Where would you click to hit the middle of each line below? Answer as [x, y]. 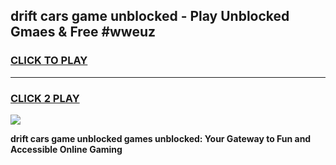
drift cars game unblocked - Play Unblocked [150, 16]
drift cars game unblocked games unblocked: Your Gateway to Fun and [161, 138]
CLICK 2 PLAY [45, 98]
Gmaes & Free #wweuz [83, 32]
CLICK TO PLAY [49, 61]
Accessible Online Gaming [66, 149]
